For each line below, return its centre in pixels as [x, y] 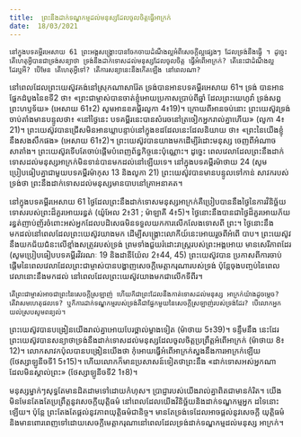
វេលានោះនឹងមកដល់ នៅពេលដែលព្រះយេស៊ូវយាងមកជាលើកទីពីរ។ [106, 275]
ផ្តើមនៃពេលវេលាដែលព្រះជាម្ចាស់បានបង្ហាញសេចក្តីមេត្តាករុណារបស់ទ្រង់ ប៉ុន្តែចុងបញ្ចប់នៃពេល [145, 265]
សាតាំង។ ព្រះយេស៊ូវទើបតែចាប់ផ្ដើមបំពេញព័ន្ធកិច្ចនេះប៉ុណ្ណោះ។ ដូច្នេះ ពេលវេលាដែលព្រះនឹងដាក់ [147, 151]
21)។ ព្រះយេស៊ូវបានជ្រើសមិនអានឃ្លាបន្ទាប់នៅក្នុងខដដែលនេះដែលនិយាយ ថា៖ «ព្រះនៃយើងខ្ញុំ [147, 129]
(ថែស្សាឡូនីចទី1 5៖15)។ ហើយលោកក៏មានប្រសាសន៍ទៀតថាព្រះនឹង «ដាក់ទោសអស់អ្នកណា [143, 361]
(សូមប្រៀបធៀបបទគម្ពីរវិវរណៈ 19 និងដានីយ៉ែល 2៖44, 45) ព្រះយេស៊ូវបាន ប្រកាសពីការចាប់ [146, 254]
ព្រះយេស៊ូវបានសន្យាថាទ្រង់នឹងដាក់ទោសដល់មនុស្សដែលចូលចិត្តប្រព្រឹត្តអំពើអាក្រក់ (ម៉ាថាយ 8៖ [147, 340]
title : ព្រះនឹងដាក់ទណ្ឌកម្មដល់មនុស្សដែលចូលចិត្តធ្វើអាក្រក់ [90, 17]
